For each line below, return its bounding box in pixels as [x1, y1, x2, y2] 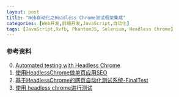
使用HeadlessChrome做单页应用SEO [15, 68, 108, 76]
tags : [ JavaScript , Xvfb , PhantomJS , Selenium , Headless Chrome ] [6, 26, 174, 32]
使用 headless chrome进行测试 [15, 84, 93, 92]
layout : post [6, 9, 40, 15]
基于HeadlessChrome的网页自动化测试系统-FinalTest [15, 76, 148, 84]
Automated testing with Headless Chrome [15, 62, 120, 69]
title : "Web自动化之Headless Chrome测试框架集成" [6, 15, 126, 21]
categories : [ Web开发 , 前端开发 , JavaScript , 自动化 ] [6, 20, 130, 26]
